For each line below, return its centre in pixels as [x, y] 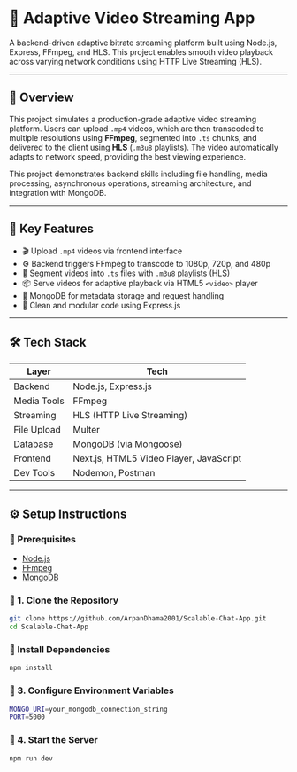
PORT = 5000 [27, 717]
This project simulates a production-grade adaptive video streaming [133, 119]
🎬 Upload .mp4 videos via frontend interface [102, 251]
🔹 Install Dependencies [60, 650]
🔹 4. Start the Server [54, 740]
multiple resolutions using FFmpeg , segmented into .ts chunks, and [133, 137]
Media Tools [39, 401]
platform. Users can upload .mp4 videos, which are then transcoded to [137, 129]
